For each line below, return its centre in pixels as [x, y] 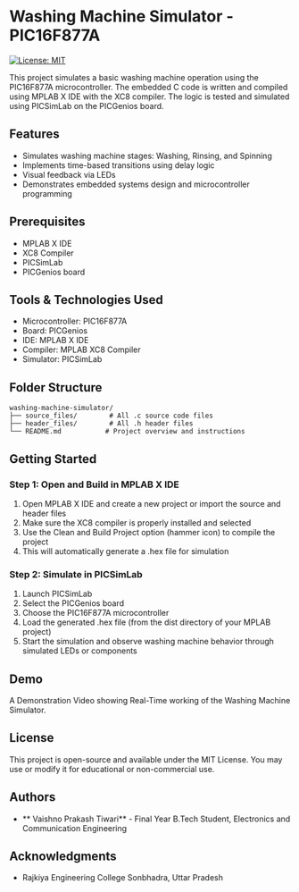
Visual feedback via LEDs [69, 174]
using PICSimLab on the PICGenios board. [87, 105]
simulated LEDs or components [80, 651]
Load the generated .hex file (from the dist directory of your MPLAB [146, 622]
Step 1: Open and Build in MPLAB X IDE [95, 484]
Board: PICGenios [54, 331]
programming [47, 193]
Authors [33, 797]
